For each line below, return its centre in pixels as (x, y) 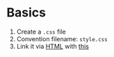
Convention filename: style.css (62, 38)
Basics (26, 13)
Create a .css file (41, 32)
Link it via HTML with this (53, 46)
